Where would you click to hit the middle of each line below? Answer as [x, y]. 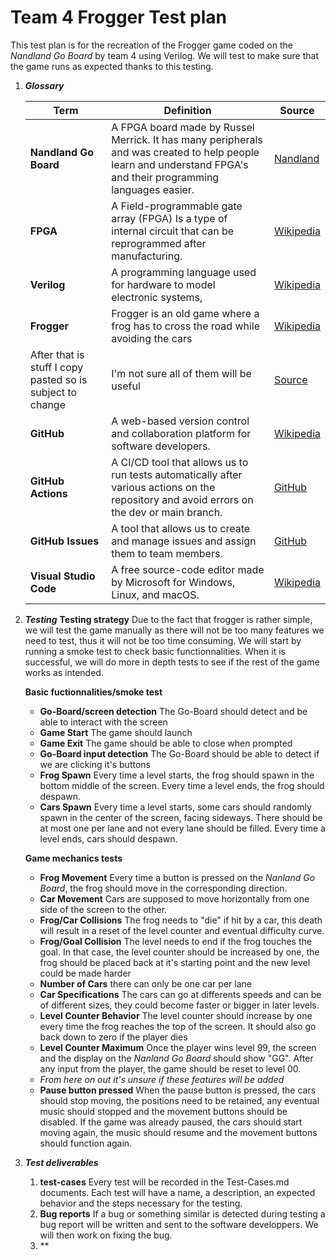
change [47, 404]
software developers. [161, 446]
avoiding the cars [152, 338]
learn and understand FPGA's [180, 164]
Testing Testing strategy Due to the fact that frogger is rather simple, [168, 619]
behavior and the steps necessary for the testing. [141, 1203]
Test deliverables [61, 1162]
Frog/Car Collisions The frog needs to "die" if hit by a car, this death [181, 920]
